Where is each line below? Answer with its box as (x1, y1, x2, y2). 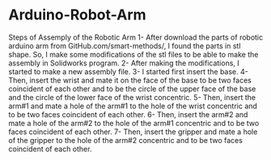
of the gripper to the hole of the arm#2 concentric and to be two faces (8, 135, 243, 145)
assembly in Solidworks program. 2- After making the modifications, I (8, 58, 240, 68)
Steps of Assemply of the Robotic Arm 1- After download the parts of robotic (8, 32, 264, 42)
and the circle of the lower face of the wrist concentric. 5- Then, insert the (8, 92, 256, 102)
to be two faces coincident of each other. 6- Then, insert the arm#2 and (8, 109, 248, 119)
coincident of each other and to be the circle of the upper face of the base (8, 83, 256, 94)
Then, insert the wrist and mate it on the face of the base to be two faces (8, 75, 252, 85)
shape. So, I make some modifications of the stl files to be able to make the (8, 49, 259, 59)
